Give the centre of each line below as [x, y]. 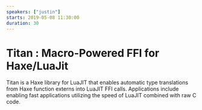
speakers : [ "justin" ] [33, 12]
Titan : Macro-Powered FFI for [83, 53]
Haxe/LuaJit [37, 66]
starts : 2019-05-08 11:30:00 [43, 18]
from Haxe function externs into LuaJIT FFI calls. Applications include [93, 89]
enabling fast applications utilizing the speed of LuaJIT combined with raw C [101, 95]
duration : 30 [23, 23]
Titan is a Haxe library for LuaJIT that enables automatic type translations [97, 83]
